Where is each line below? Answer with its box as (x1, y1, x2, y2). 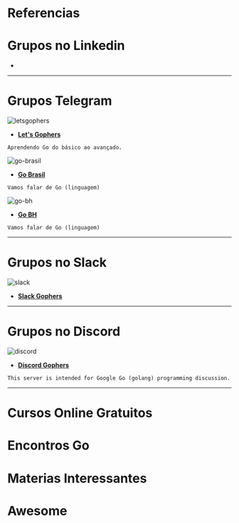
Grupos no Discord (7, 323, 121, 340)
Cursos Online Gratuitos (7, 405, 153, 421)
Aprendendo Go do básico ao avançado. (7, 144, 122, 151)
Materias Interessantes (7, 470, 147, 486)
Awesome (7, 502, 68, 519)
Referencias (7, 5, 80, 21)
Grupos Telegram (7, 93, 112, 109)
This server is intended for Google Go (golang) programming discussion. (7, 374, 231, 382)
